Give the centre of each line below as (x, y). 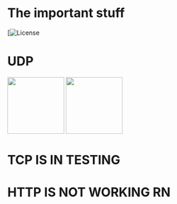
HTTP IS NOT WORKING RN (89, 192)
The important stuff (66, 13)
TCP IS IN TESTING (64, 160)
